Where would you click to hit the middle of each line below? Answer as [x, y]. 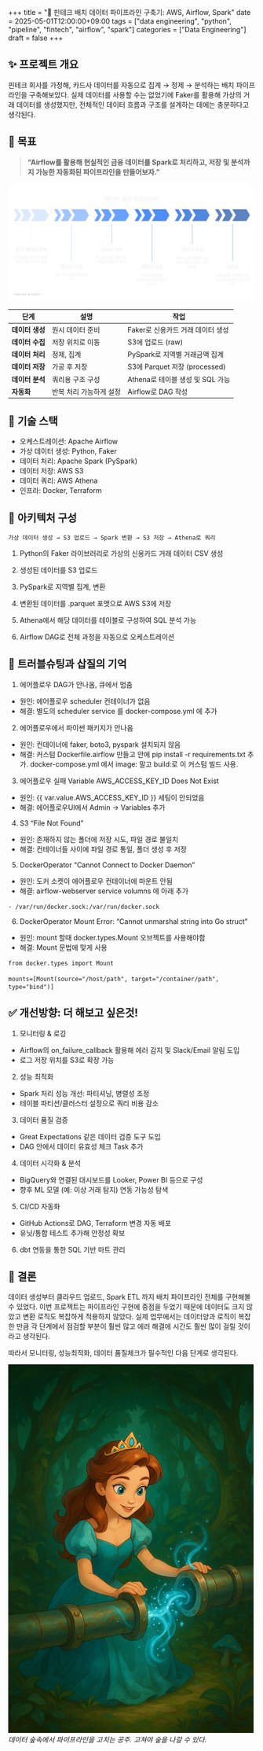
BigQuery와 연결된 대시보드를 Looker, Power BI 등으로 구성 [111, 1179]
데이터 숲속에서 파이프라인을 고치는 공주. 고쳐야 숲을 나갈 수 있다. [108, 1740]
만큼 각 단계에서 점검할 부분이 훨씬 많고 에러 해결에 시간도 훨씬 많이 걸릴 [126, 1326]
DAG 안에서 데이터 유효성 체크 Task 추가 [81, 1146]
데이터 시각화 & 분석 [50, 1163]
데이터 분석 [28, 379]
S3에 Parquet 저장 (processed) [177, 367]
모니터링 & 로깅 [43, 1033]
